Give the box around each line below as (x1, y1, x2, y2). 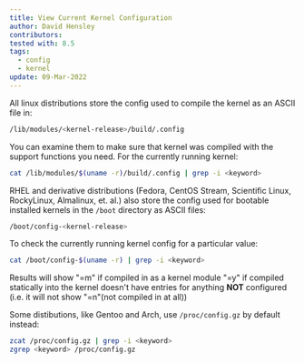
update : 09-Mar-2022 (9, 73, 88, 82)
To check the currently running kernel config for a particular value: (9, 238, 259, 249)
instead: (9, 319, 40, 330)
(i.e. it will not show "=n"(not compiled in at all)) (9, 292, 188, 303)
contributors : (9, 30, 64, 39)
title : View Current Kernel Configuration (9, 13, 172, 23)
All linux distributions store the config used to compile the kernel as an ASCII (9, 97, 296, 108)
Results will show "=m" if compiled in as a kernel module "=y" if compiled (9, 272, 284, 283)
